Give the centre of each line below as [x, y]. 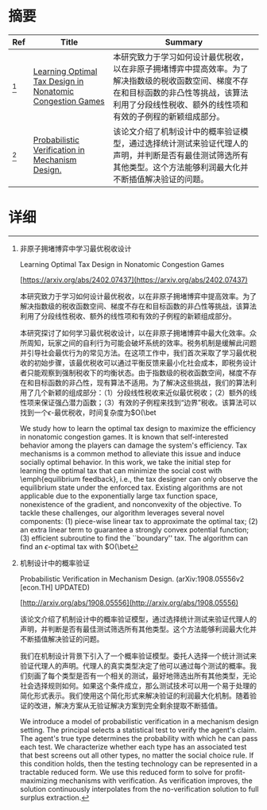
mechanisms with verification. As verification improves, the [156, 781]
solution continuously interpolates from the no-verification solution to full [139, 789]
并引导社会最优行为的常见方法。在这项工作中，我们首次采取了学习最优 [135, 353]
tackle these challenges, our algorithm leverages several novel [122, 513]
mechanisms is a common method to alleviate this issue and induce [130, 453]
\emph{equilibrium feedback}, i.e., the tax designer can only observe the [139, 479]
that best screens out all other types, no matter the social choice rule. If [137, 755]
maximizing [39, 781]
